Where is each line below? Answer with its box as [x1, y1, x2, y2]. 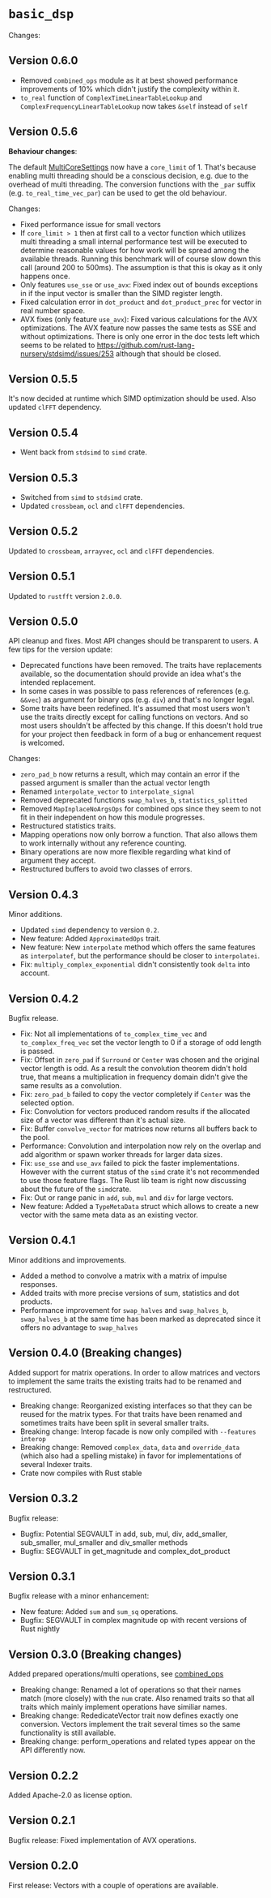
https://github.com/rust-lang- [96, 340, 196, 350]
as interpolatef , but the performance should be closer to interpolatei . [19, 951, 260, 961]
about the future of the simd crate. [19, 1184, 132, 1194]
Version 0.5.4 [8, 425, 79, 440]
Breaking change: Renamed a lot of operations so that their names [19, 1685, 241, 1694]
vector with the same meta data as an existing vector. [19, 1210, 198, 1220]
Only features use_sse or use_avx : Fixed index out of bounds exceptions [19, 279, 259, 290]
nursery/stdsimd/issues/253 [19, 348, 115, 359]
